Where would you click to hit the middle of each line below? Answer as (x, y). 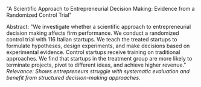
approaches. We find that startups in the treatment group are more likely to (99, 58)
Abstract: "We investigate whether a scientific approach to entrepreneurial (99, 27)
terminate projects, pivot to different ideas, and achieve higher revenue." (96, 65)
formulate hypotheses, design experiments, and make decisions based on (98, 46)
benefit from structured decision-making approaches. (73, 78)
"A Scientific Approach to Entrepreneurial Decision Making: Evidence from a (101, 9)
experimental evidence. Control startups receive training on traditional (93, 52)
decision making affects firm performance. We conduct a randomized (93, 33)
